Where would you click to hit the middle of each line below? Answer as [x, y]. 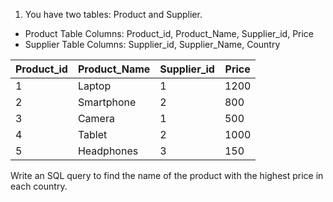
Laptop [94, 86]
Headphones [108, 151]
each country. [39, 186]
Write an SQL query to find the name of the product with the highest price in [167, 175]
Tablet [92, 134]
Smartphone [107, 102]
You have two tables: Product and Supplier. [113, 14]
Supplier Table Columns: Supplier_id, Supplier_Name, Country [152, 44]
